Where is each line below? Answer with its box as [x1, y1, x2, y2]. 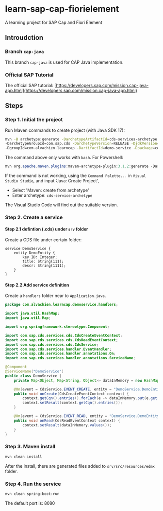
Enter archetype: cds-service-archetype [12, 193, 93, 198]
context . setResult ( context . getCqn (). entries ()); [22, 400, 123, 405]
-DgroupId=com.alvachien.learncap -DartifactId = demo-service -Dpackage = [5, 146, 155, 151]
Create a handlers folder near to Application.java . [5, 293, 106, 299]
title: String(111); [22, 259, 64, 264]
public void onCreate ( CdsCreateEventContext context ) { [14, 391, 130, 396]
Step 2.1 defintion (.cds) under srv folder [5, 226, 88, 232]
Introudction [5, 34, 44, 42]
